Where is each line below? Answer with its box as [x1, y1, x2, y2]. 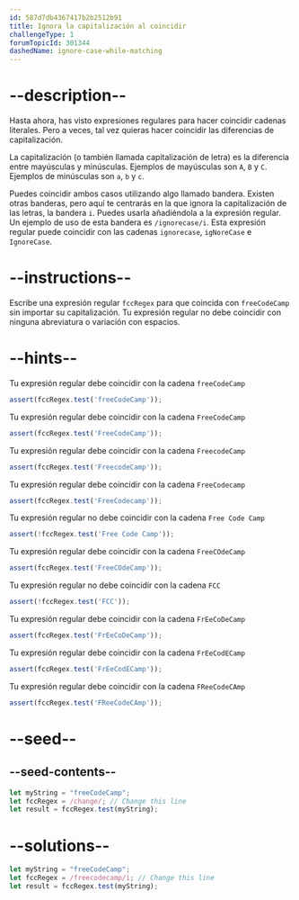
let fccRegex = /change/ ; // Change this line [9, 796, 187, 805]
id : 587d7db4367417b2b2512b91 [9, 13, 123, 22]
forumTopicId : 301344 [9, 38, 91, 48]
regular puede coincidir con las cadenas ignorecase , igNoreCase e [9, 227, 252, 238]
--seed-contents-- [9, 764, 117, 779]
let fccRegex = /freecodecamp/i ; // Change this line [9, 874, 215, 883]
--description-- [9, 85, 128, 106]
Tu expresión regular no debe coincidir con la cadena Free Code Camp [9, 512, 265, 523]
